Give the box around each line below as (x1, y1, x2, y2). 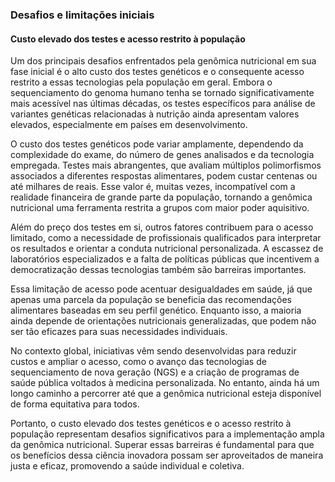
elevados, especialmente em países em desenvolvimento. (10, 119, 248, 131)
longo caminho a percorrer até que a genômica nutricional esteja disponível (10, 388, 322, 400)
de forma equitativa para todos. (10, 398, 140, 410)
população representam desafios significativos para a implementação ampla (10, 428, 325, 440)
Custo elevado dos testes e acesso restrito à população (10, 33, 246, 45)
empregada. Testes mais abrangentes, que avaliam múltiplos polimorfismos (10, 159, 322, 172)
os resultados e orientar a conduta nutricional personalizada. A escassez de (10, 243, 324, 255)
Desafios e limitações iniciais (10, 8, 155, 22)
